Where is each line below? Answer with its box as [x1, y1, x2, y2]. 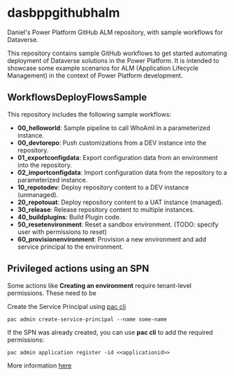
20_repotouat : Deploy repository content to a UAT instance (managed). [17, 198, 224, 206]
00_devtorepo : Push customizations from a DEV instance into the [17, 138, 207, 147]
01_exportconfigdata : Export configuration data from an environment [17, 153, 218, 161]
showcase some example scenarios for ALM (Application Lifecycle [7, 64, 199, 72]
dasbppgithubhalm [7, 5, 120, 21]
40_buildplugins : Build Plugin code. [17, 212, 122, 221]
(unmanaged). [17, 190, 59, 198]
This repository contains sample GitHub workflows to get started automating [7, 49, 228, 57]
